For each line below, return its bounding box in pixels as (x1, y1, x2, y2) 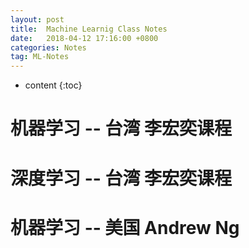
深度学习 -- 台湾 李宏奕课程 (10, 167, 233, 190)
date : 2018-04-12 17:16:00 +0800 (10, 33, 159, 43)
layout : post (10, 14, 65, 25)
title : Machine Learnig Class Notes (10, 24, 168, 34)
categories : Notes (10, 42, 87, 53)
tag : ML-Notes (10, 52, 70, 62)
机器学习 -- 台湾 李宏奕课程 (10, 117, 233, 140)
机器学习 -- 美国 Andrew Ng (10, 216, 240, 239)
